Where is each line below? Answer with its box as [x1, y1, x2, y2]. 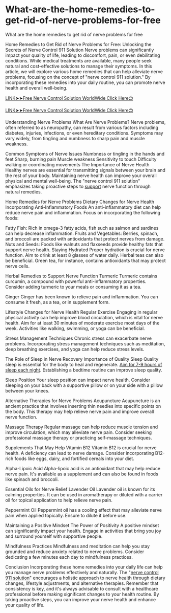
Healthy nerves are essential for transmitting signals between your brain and [5, 167, 165, 173]
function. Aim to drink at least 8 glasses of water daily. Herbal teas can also [5, 252, 164, 258]
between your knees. [5, 387, 50, 393]
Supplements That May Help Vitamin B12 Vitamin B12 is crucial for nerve [5, 444, 157, 451]
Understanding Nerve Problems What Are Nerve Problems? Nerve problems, [5, 119, 166, 125]
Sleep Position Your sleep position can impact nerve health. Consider [5, 377, 151, 383]
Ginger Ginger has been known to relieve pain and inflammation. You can [5, 293, 159, 300]
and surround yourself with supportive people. [5, 533, 103, 539]
